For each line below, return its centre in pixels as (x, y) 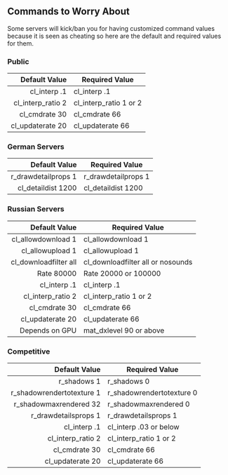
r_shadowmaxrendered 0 (149, 404)
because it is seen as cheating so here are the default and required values (114, 36)
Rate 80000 (57, 273)
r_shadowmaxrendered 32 (57, 404)
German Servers (36, 147)
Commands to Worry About (68, 12)
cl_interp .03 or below (144, 427)
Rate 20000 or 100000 (122, 273)
